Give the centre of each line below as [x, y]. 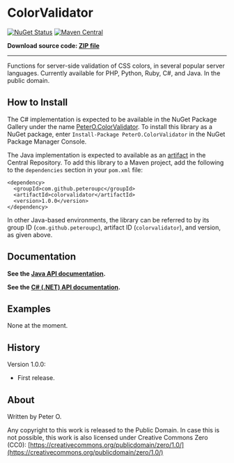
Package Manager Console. [47, 142]
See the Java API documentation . [56, 273]
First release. [36, 378]
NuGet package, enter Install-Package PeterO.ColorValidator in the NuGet [116, 134]
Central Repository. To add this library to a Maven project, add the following [116, 162]
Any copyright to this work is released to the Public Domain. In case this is [114, 430]
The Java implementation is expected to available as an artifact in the [107, 155]
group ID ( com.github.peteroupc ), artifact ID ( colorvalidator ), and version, [114, 227]
